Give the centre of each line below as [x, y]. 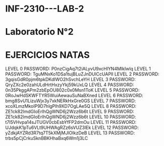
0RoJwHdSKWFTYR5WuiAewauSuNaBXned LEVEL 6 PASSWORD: [74, 96]
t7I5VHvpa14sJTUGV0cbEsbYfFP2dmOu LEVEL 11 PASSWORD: [71, 122]
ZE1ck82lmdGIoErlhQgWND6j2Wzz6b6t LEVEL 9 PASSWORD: [70, 112]
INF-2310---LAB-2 [45, 9]
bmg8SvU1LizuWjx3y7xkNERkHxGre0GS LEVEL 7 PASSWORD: [71, 101]
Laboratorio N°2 [40, 32]
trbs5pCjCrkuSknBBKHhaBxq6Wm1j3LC [47, 138]
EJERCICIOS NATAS [47, 55]
